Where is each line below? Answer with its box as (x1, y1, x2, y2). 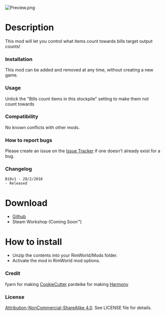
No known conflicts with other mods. (5, 124, 80, 130)
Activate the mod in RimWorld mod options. (12, 258, 100, 264)
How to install (5, 236, 63, 247)
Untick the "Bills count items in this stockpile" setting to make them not (5, 96, 149, 102)
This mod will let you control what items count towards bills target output (5, 38, 153, 44)
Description (5, 22, 54, 33)
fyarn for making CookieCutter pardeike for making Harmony (5, 281, 129, 287)
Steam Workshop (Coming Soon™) (12, 219, 82, 225)
